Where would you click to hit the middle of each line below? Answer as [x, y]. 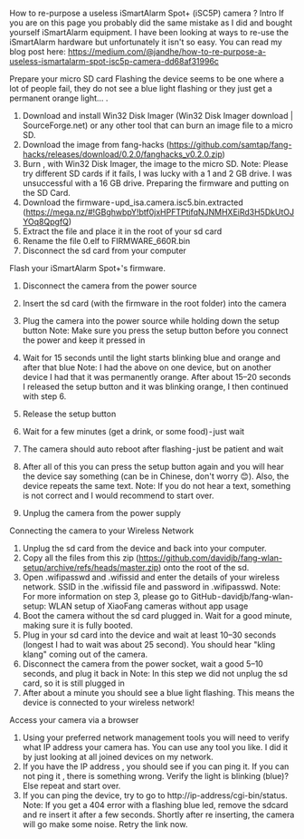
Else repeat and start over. [71, 785]
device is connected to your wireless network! [109, 702]
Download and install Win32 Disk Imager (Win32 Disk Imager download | [158, 116]
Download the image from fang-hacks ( [96, 145]
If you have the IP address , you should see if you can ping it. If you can [156, 766]
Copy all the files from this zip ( [81, 558]
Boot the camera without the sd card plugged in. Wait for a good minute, [157, 615]
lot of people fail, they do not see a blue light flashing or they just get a [141, 88]
